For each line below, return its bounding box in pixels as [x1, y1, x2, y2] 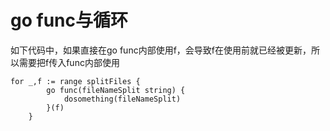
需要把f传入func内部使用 [18, 56, 120, 68]
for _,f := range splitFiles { [10, 76, 141, 86]
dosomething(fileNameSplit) [63, 94, 182, 104]
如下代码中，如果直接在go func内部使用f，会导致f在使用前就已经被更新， [10, 44, 312, 56]
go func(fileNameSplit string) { [46, 85, 186, 95]
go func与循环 [10, 9, 128, 32]
